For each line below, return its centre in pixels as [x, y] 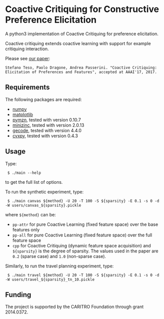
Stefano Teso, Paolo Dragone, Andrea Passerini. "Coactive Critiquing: [81, 68]
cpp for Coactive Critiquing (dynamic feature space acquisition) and [82, 245]
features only [26, 229]
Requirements [27, 87]
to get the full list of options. [34, 182]
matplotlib [23, 114]
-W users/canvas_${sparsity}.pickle [43, 205]
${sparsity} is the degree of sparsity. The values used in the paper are [85, 251]
